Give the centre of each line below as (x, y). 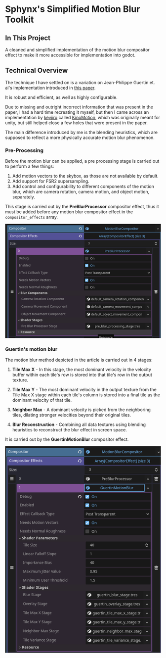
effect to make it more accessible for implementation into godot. (70, 55)
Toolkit (20, 20)
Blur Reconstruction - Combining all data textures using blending (79, 424)
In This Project (28, 38)
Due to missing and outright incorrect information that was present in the (79, 107)
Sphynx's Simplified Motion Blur (73, 9)
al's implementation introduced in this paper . (50, 88)
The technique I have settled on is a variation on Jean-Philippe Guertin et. (80, 82)
